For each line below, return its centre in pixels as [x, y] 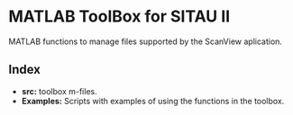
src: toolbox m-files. [59, 91]
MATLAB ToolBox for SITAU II [119, 17]
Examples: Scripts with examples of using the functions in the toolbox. [153, 101]
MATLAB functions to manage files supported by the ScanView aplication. [146, 41]
